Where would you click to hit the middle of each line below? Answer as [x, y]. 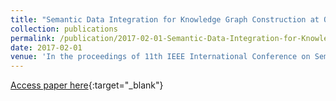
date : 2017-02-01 [46, 47]
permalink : [33, 38]
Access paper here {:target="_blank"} [87, 85]
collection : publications [64, 29]
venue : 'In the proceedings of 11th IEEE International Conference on [160, 57]
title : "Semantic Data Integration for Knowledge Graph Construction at [165, 19]
